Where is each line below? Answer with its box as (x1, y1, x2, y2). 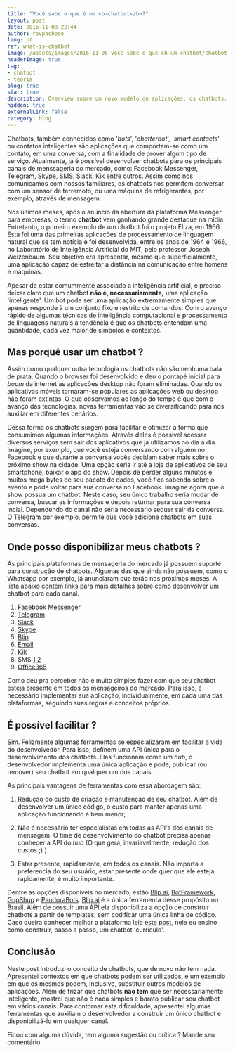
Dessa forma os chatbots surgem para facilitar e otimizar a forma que (7, 423, 208, 432)
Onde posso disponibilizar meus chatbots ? (7, 541, 201, 553)
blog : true (7, 82, 39, 89)
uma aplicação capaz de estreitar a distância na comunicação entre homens (7, 259, 228, 268)
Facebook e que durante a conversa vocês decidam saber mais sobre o (7, 453, 215, 461)
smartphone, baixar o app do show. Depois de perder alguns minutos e (7, 468, 213, 477)
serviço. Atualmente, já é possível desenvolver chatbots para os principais (7, 156, 222, 165)
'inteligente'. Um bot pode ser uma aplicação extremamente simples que (7, 296, 217, 304)
